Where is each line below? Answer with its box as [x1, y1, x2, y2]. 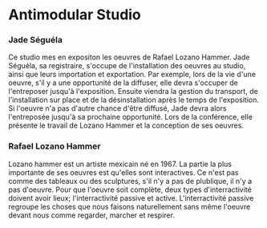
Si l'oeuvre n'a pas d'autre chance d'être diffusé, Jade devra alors [8, 104, 227, 113]
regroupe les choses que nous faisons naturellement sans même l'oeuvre [8, 202, 251, 211]
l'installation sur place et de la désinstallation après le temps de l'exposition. [8, 95, 259, 105]
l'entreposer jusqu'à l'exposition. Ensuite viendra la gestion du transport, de [8, 87, 258, 96]
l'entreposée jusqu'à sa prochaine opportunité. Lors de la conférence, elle [8, 112, 253, 122]
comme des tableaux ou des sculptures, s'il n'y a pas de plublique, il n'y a [8, 176, 253, 185]
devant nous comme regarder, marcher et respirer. [8, 210, 175, 220]
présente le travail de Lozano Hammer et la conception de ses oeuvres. [8, 120, 245, 130]
